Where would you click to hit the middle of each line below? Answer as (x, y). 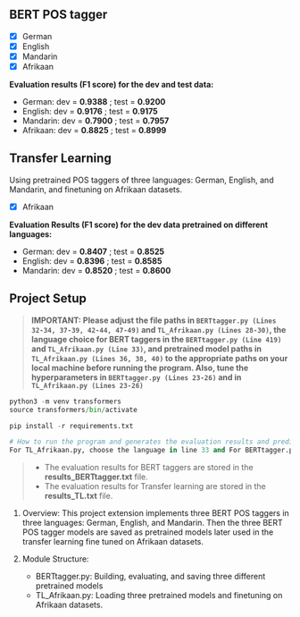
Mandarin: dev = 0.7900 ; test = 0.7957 (96, 121)
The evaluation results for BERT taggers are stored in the (149, 468)
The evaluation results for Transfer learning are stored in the (155, 486)
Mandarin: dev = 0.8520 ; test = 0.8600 (96, 270)
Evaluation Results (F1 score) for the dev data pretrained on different (139, 224)
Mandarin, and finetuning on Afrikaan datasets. (96, 189)
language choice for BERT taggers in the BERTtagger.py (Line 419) (156, 339)
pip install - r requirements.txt (71, 426)
